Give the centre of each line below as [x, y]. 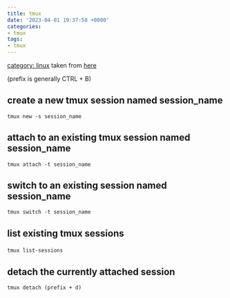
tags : [15, 39]
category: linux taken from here [52, 65]
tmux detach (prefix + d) [44, 288]
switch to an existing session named [87, 186]
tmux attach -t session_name [49, 164]
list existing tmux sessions [66, 233]
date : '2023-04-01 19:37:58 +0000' [58, 20]
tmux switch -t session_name [49, 212]
